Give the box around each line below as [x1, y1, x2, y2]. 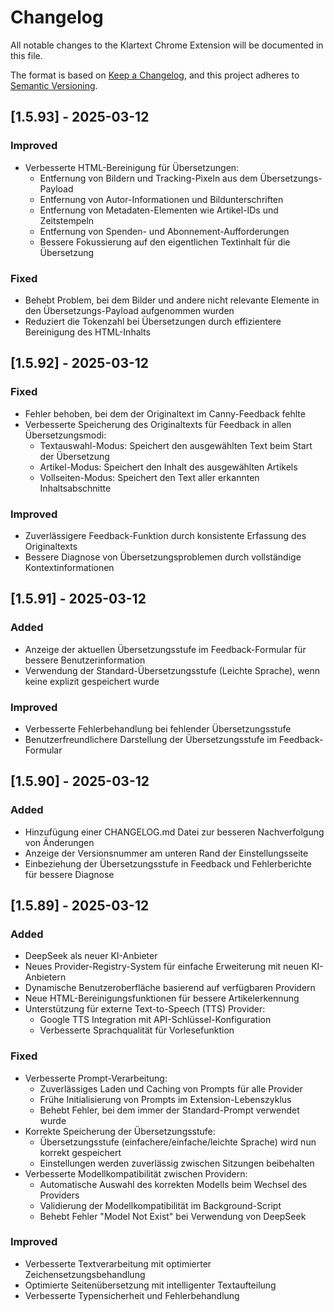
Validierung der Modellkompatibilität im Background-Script [39, 1199, 282, 1211]
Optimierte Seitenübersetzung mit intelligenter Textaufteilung [24, 1279, 277, 1291]
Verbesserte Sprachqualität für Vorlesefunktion [39, 1024, 235, 1036]
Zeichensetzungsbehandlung [24, 1268, 146, 1280]
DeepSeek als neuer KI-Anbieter [24, 950, 158, 962]
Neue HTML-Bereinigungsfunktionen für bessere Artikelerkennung [24, 992, 300, 1005]
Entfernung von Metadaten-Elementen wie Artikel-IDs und [39, 204, 279, 216]
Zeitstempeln [39, 214, 95, 226]
